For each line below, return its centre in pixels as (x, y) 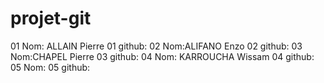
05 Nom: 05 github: (50, 67)
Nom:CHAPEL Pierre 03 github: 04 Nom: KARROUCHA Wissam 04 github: (162, 56)
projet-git (51, 18)
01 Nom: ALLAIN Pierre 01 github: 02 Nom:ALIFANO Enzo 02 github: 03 (156, 46)
